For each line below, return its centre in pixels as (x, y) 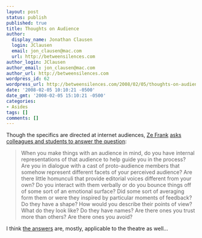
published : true (26, 23)
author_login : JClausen (36, 62)
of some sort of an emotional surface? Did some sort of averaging (103, 191)
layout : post (23, 12)
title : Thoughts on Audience (43, 29)
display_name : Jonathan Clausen (52, 40)
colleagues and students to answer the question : (67, 141)
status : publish (26, 17)
